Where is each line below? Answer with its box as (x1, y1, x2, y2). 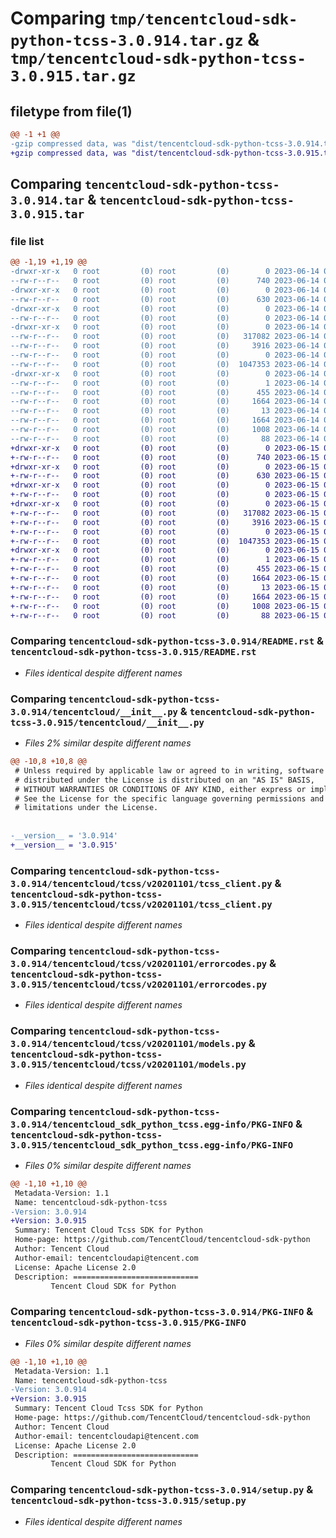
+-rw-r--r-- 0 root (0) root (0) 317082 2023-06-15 (10, 508, 320, 518)
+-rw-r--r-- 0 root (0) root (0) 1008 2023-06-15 (10, 601, 320, 611)
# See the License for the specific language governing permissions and (14, 793, 325, 804)
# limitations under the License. (14, 803, 159, 813)
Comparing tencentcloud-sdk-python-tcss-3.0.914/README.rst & (10, 634, 324, 648)
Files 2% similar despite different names (24, 737, 192, 749)
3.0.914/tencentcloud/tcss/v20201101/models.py (10, 1038, 247, 1050)
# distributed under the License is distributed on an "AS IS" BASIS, (14, 775, 315, 785)
